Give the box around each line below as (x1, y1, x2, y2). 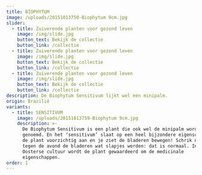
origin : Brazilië (6, 98, 50, 104)
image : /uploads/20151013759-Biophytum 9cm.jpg (17, 115, 138, 121)
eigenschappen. (22, 154, 61, 160)
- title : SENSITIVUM (11, 109, 63, 115)
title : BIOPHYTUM (6, 8, 50, 15)
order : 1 (6, 160, 28, 166)
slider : (6, 20, 26, 26)
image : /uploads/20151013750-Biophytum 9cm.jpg (6, 14, 128, 20)
